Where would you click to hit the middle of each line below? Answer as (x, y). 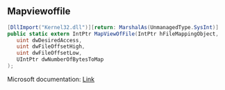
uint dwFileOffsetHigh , (51, 47)
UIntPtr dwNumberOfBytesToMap (60, 60)
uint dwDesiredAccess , (49, 40)
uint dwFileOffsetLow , (49, 53)
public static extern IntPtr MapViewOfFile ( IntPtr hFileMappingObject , (113, 34)
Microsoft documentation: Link (51, 79)
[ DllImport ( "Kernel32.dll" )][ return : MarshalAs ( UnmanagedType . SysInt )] (113, 27)
